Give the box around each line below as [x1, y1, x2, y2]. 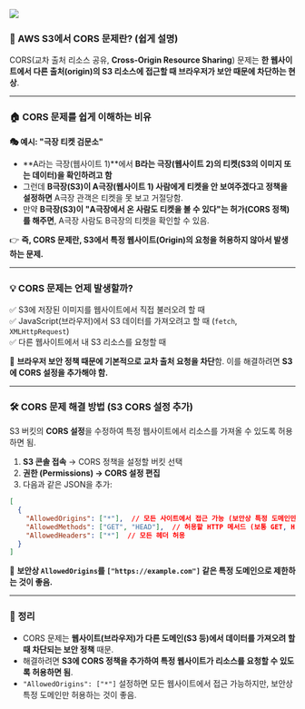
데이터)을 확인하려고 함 [31, 169, 113, 181]
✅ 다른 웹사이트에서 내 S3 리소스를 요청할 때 [9, 336, 166, 347]
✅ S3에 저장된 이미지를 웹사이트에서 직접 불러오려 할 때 [9, 304, 206, 315]
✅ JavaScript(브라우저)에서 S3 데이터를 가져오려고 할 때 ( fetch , [9, 315, 238, 326]
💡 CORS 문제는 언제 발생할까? [9, 281, 133, 294]
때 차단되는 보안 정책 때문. [22, 644, 114, 655]
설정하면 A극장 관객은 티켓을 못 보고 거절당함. [22, 192, 183, 203]
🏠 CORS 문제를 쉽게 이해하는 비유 [9, 111, 152, 123]
